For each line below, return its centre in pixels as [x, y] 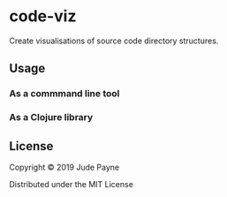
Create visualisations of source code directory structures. [114, 41]
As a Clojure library [51, 117]
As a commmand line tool [64, 94]
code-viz [43, 16]
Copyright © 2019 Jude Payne [64, 167]
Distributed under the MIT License [72, 184]
